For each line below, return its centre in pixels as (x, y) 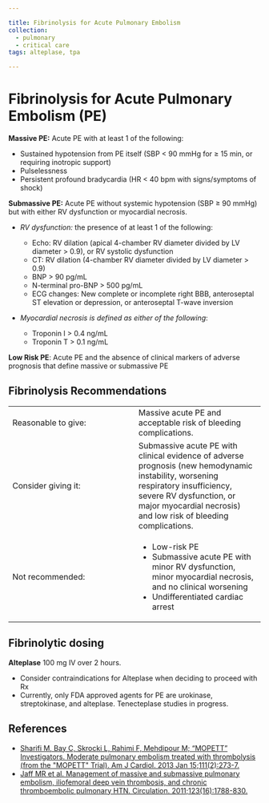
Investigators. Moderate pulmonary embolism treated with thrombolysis (138, 757)
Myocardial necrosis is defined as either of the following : (114, 318)
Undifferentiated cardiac (198, 596)
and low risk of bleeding (184, 516)
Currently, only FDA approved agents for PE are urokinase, (116, 695)
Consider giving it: (47, 485)
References (38, 729)
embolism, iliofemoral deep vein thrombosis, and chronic (113, 782)
